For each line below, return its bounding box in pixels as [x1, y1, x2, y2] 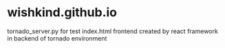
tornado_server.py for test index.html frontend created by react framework [7, 27, 218, 35]
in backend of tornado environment [7, 34, 107, 42]
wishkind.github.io [7, 5, 117, 20]
